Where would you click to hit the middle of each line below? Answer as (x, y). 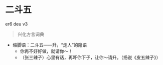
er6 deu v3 (17, 24)
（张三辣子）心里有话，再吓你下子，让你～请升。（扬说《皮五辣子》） (90, 57)
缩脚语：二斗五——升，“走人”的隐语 (50, 44)
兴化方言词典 (31, 34)
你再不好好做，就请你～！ (46, 51)
